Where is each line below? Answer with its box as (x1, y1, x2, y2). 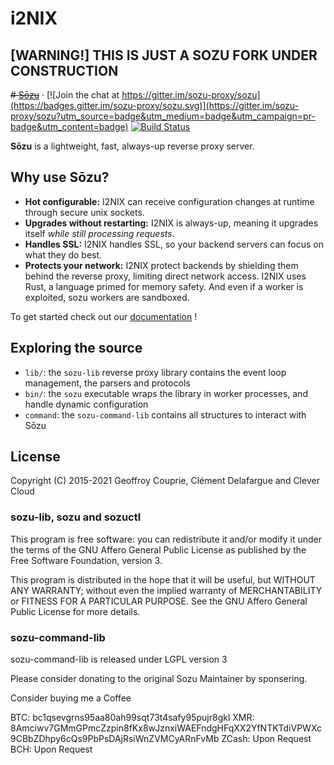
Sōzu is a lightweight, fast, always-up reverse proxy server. (10, 140, 255, 152)
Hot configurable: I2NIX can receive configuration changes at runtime (24, 195, 315, 207)
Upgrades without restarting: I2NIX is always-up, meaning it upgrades (24, 217, 319, 229)
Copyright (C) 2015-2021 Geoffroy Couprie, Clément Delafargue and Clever (10, 475, 320, 487)
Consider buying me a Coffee (10, 692, 132, 704)
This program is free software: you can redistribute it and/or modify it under (10, 533, 322, 545)
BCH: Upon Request (10, 743, 93, 756)
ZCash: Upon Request (221, 733, 312, 745)
